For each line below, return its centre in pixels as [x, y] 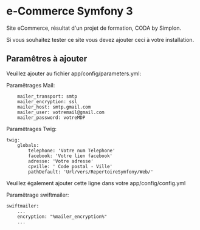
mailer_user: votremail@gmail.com [61, 112]
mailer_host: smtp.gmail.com [54, 107]
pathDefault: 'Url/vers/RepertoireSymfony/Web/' [91, 172]
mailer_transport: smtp [47, 96]
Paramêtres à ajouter [47, 59]
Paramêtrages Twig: [31, 129]
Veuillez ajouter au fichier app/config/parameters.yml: [74, 73]
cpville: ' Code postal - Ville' [71, 166]
